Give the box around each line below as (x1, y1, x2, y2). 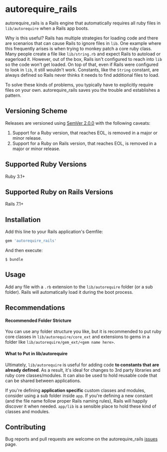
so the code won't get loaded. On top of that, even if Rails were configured (5, 61, 159, 67)
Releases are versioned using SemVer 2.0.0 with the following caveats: (5, 120, 151, 126)
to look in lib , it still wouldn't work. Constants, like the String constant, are (5, 66, 159, 73)
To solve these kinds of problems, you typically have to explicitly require (5, 81, 154, 88)
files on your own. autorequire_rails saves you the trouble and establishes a (5, 87, 160, 93)
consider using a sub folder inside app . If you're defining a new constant (5, 393, 153, 399)
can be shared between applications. (5, 378, 81, 384)
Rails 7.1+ (5, 201, 24, 207)
